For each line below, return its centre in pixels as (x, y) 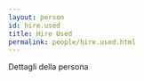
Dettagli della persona (48, 67)
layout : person (36, 17)
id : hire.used (35, 26)
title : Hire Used (40, 33)
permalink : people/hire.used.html (72, 42)
